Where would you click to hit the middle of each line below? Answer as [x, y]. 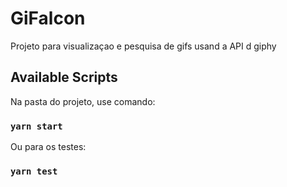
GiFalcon [48, 18]
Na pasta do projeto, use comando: [83, 101]
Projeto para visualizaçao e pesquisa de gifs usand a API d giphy [143, 46]
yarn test [34, 171]
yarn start [36, 126]
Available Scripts [64, 77]
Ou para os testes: [48, 147]
